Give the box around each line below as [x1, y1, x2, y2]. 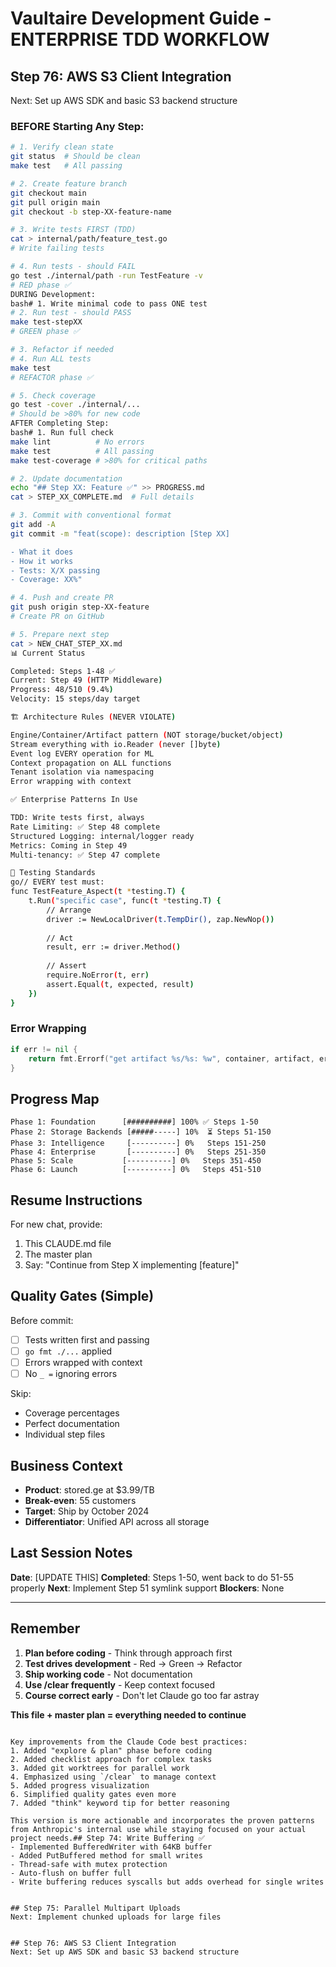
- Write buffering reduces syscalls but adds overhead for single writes [10, 1877, 325, 1887]
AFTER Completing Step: [10, 418, 110, 429]
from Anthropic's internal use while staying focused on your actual [10, 1824, 307, 1834]
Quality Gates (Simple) [10, 1288, 155, 1305]
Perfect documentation [24, 1418, 120, 1430]
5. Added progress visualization [10, 1780, 150, 1791]
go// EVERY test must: [10, 877, 105, 887]
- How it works [10, 556, 74, 566]
